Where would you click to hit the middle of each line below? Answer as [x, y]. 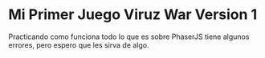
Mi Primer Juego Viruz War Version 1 [133, 15]
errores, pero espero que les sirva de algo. [79, 44]
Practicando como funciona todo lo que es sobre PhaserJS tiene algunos [129, 37]
